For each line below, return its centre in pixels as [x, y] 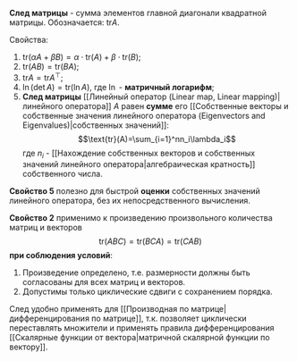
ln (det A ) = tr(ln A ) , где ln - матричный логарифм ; [118, 87]
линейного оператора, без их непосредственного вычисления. [130, 201]
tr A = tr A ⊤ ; [42, 77]
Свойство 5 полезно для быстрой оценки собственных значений [135, 191]
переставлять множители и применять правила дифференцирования [142, 328]
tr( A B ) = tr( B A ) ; [51, 67]
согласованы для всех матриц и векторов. [104, 282]
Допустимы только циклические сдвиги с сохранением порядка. [147, 292]
